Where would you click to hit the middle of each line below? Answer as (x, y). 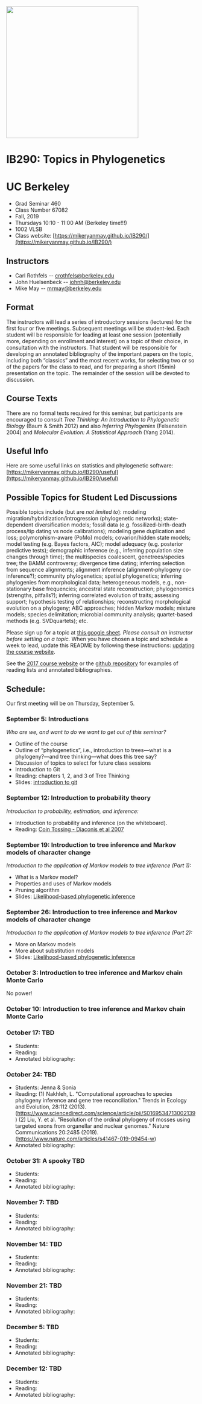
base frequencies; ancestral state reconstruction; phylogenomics (113, 589)
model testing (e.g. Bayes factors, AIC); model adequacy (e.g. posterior (95, 544)
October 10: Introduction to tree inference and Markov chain (96, 1009)
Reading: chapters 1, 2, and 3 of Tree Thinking (72, 776)
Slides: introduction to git (46, 782)
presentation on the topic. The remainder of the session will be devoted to (98, 373)
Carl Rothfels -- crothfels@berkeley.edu (65, 275)
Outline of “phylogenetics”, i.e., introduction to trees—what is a (93, 750)
